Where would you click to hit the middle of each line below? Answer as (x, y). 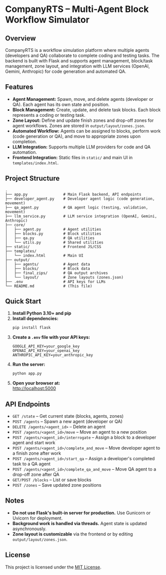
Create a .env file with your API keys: (51, 337)
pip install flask (31, 328)
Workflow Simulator (47, 20)
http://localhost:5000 (34, 388)
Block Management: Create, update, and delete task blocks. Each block (86, 110)
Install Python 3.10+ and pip (42, 313)
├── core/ (15, 225)
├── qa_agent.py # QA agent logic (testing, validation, (77, 207)
